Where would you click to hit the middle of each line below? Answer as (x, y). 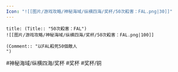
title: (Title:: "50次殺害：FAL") (46, 29)
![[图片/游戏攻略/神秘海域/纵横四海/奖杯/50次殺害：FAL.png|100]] (80, 35)
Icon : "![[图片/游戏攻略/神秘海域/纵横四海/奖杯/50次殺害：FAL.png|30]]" (89, 11)
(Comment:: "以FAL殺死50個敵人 (42, 46)
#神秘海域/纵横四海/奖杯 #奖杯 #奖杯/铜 (54, 63)
